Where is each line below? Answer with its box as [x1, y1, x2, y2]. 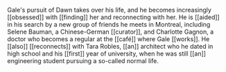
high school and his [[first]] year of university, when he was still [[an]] [7, 49, 207, 58]
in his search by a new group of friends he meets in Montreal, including [7, 21, 211, 28]
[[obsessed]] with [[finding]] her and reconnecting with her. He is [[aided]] [7, 13, 220, 21]
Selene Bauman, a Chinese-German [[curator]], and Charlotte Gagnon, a [7, 27, 214, 36]
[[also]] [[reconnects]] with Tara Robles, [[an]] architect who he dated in [7, 43, 214, 50]
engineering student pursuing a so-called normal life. [7, 57, 159, 64]
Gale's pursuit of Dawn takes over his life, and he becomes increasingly [7, 6, 211, 14]
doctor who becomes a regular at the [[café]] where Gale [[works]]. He [7, 35, 210, 43]
